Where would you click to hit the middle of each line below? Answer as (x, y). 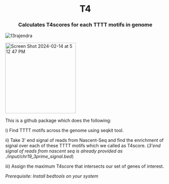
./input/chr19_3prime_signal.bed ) (40, 157)
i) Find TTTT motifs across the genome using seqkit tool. (64, 131)
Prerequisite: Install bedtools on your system (52, 176)
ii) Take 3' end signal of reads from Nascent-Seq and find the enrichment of (84, 140)
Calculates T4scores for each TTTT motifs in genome (85, 25)
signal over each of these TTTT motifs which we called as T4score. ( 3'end (83, 146)
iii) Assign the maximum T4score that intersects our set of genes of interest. (84, 166)
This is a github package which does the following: (58, 120)
